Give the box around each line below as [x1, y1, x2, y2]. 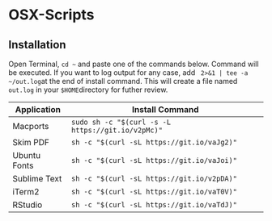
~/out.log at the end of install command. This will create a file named [8, 77, 238, 85]
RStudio [12, 199, 43, 211]
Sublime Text [12, 173, 62, 184]
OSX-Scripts [8, 6, 95, 24]
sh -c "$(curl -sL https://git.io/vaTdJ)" [71, 200, 237, 209]
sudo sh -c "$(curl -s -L [71, 118, 172, 127]
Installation [8, 38, 66, 52]
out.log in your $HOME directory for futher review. [8, 85, 168, 94]
